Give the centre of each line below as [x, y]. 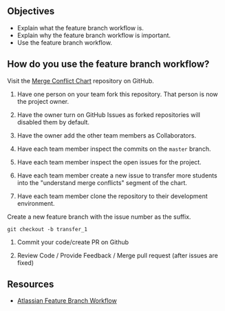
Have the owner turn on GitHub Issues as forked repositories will [109, 115]
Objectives [31, 11]
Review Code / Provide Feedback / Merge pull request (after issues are [117, 255]
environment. [36, 203]
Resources [31, 285]
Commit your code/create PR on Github [73, 242]
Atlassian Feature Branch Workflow [67, 301]
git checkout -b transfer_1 [47, 229]
